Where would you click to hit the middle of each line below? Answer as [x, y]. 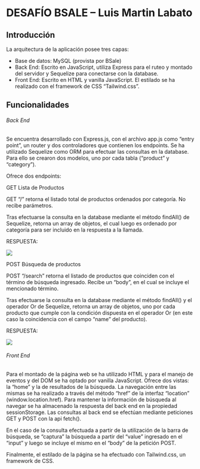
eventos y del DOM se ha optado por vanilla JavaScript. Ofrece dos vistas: [98, 380]
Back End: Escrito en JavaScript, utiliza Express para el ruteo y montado [104, 67]
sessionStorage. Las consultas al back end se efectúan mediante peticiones [100, 412]
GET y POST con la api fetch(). [44, 418]
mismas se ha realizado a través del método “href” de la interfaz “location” [98, 393]
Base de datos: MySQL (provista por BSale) [68, 61]
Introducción [31, 35]
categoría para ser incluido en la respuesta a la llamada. [75, 230]
